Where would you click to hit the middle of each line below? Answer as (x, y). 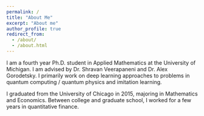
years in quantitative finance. (43, 106)
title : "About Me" (30, 18)
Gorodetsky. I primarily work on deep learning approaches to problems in (98, 76)
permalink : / (23, 12)
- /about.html (30, 46)
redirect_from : (26, 34)
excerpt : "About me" (33, 23)
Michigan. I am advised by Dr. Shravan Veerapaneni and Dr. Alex (87, 69)
